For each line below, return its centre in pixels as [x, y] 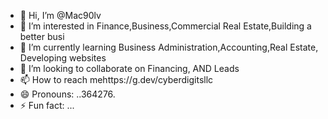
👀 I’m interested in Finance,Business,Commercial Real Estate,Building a [165, 26]
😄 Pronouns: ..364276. [67, 94]
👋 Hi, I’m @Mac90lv [60, 15]
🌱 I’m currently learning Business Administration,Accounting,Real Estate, [169, 47]
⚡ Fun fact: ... [47, 105]
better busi [42, 36]
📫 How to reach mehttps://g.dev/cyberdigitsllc [116, 79]
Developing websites [63, 58]
